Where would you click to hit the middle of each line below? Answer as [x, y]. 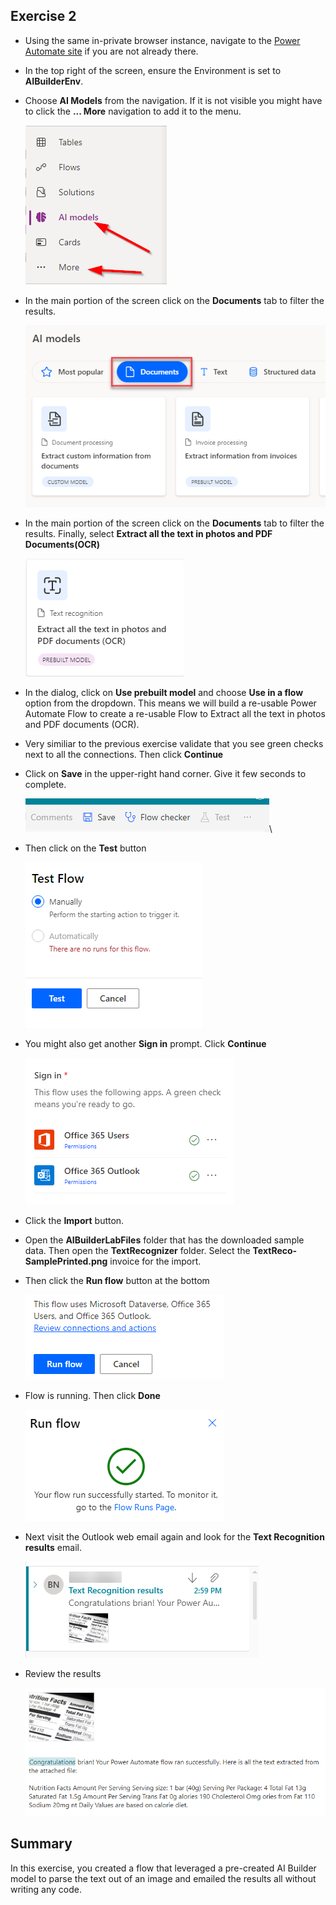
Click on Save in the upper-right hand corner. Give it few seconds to [165, 773]
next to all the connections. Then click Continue [124, 754]
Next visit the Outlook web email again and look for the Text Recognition [174, 1536]
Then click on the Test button [85, 848]
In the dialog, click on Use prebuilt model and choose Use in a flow [164, 692]
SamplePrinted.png [66, 1261]
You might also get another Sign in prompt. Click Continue [145, 1043]
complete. [45, 784]
